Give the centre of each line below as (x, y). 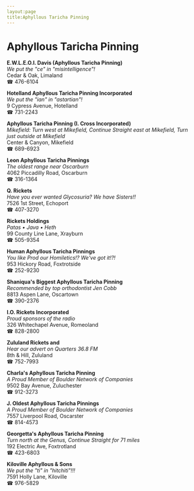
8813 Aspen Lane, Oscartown (43, 295)
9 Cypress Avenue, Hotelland (42, 106)
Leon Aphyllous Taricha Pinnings (48, 160)
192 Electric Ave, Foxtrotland (41, 447)
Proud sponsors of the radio (41, 318)
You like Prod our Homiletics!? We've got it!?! (61, 258)
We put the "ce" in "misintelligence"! (51, 69)
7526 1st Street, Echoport (38, 203)
